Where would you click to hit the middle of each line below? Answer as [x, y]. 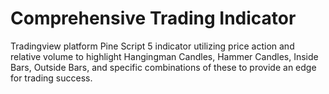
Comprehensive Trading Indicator [153, 18]
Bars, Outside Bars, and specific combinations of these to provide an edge [163, 67]
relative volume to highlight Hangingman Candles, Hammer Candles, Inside [164, 56]
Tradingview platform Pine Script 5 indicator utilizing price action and [152, 46]
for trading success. [51, 78]
